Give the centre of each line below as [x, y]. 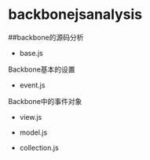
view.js [31, 117]
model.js [33, 132]
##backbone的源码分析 [46, 37]
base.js [31, 53]
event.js [32, 85]
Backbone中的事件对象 [45, 101]
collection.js [39, 147]
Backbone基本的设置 [42, 69]
